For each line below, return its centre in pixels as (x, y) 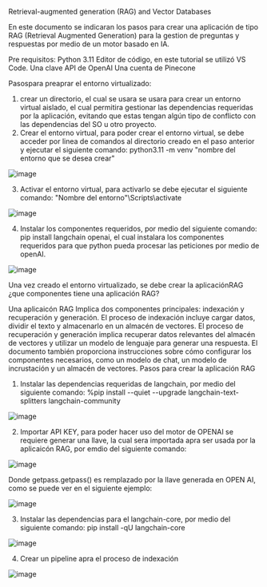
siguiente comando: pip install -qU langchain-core (102, 528)
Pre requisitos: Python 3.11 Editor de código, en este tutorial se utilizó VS (127, 59)
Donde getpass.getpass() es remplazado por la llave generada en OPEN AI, (132, 480)
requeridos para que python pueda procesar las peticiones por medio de (139, 246)
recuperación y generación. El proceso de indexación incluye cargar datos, (132, 317)
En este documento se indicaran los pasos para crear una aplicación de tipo (133, 27)
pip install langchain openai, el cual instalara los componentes (122, 237)
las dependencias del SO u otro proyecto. (88, 124)
